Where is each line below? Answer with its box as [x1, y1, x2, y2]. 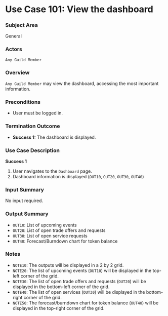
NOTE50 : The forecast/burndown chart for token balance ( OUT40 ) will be [12, 300, 159, 306]
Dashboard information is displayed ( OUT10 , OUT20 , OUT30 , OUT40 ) [12, 173, 144, 179]
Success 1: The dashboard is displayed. [12, 134, 96, 140]
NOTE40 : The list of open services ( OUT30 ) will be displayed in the [12, 289, 145, 295]
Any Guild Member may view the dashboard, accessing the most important [5, 81, 159, 87]
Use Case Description [5, 147, 60, 154]
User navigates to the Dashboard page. [12, 168, 93, 174]
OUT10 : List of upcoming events [12, 222, 77, 228]
